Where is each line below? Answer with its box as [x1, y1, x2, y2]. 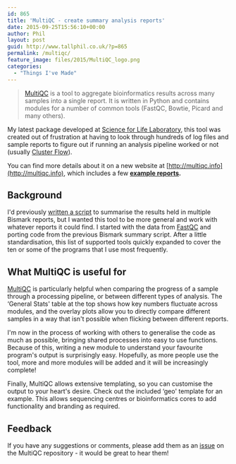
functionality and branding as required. [7, 402, 120, 410]
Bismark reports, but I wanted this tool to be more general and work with [7, 215, 218, 224]
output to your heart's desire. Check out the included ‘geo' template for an [7, 387, 223, 395]
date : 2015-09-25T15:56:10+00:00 [7, 23, 106, 30]
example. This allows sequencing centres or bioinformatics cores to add [7, 395, 217, 403]
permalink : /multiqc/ [7, 50, 71, 57]
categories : [7, 63, 42, 70]
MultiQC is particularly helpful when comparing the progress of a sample [7, 285, 218, 293]
